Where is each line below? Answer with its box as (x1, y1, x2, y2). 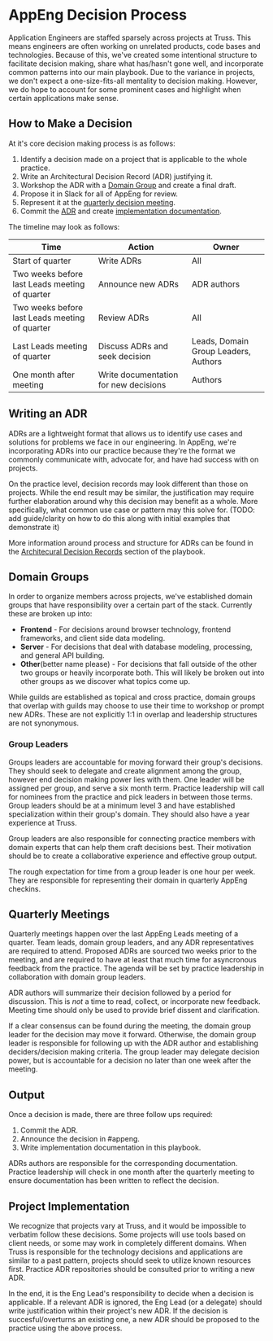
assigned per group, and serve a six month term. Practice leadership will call (8, 783, 265, 793)
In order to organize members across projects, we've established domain (8, 592, 253, 602)
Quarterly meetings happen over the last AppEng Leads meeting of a (8, 929, 239, 939)
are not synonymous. (8, 718, 80, 728)
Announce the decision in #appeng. (19, 1134, 141, 1144)
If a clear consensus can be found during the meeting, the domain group (8, 1021, 252, 1031)
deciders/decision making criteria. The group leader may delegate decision (8, 1047, 260, 1057)
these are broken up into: (8, 609, 93, 619)
